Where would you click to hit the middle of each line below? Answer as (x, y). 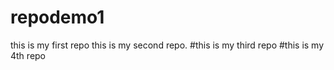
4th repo (28, 55)
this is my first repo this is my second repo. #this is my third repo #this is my (167, 45)
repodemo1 (57, 17)
